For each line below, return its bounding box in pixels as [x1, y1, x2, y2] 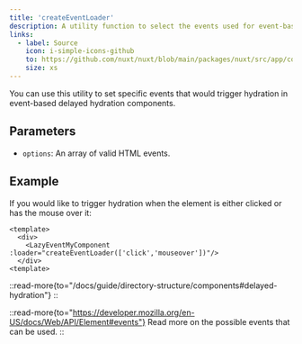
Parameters [9, 123, 76, 140]
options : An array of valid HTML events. [22, 148, 171, 158]
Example [9, 174, 59, 189]
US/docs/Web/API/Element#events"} [9, 316, 147, 327]
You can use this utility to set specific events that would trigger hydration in [9, 87, 289, 99]
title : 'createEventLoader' [9, 13, 115, 23]
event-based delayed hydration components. [9, 97, 176, 108]
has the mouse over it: [9, 207, 92, 218]
